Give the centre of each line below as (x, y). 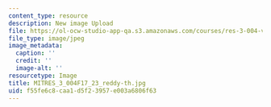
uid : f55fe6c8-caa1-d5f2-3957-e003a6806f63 (83, 91)
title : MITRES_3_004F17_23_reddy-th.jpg (77, 83)
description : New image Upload (61, 23)
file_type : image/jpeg (46, 38)
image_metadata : (35, 46)
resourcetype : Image (43, 76)
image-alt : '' (39, 68)
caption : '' (36, 53)
